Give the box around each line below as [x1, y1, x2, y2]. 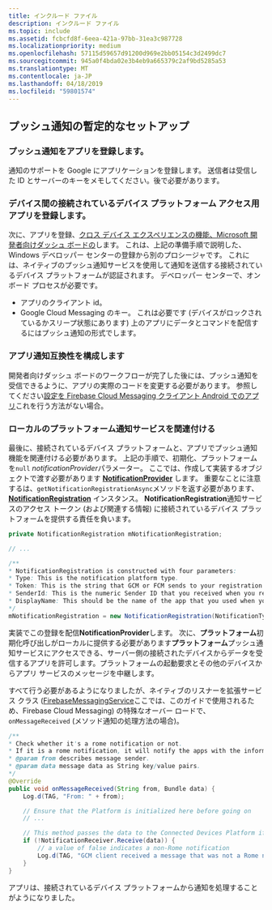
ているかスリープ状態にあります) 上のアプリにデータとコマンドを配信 [19, 318, 252, 328]
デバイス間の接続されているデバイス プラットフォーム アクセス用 [8, 198, 260, 209]
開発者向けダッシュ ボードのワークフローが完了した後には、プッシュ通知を [8, 370, 259, 380]
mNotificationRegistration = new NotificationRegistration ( [8, 612, 216, 620]
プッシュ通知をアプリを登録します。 [8, 145, 149, 156]
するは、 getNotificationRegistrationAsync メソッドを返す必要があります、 [8, 483, 259, 493]
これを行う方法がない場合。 [15, 400, 108, 410]
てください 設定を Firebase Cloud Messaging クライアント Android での [8, 391, 245, 400]
